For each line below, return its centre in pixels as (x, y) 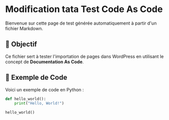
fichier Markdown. (24, 28)
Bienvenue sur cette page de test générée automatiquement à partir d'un (81, 23)
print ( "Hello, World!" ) (39, 103)
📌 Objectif (21, 44)
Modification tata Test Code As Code (84, 9)
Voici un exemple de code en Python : (45, 89)
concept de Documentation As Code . (45, 62)
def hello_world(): (26, 99)
